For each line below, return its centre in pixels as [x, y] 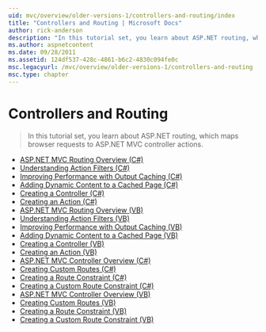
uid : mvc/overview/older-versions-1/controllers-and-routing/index [122, 15]
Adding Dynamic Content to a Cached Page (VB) [99, 235]
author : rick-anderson [46, 30]
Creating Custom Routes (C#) [68, 269]
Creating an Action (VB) [58, 252]
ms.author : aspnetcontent [51, 45]
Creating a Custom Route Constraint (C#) [87, 285]
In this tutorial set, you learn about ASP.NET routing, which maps [133, 135]
